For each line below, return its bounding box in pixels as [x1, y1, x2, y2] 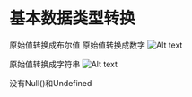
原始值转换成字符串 [9, 58, 81, 69]
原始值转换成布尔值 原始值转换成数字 [9, 40, 145, 50]
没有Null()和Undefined [9, 77, 92, 88]
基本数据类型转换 [9, 8, 136, 29]
